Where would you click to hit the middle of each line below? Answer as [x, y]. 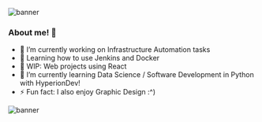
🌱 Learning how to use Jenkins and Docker [90, 58]
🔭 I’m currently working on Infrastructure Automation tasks [115, 50]
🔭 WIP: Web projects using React [73, 66]
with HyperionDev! [50, 83]
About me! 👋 [32, 32]
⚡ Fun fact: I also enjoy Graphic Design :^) [88, 92]
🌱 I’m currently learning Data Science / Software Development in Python [137, 75]
